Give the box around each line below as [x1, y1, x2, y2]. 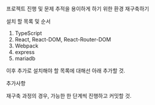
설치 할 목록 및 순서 [6, 18, 51, 25]
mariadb [14, 55, 36, 62]
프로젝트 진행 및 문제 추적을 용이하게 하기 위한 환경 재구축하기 [6, 5, 150, 12]
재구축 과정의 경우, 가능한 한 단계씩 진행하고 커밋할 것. [6, 93, 132, 99]
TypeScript [14, 30, 42, 37]
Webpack [14, 42, 39, 49]
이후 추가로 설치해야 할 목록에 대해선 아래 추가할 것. [6, 67, 125, 74]
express [14, 49, 35, 55]
